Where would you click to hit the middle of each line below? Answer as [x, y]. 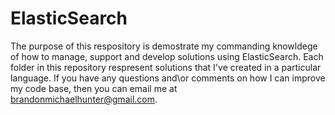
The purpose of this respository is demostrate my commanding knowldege [164, 46]
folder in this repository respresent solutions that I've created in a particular [166, 67]
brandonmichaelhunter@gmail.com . [84, 99]
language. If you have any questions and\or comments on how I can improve [168, 78]
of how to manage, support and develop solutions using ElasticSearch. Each [167, 56]
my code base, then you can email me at [94, 88]
